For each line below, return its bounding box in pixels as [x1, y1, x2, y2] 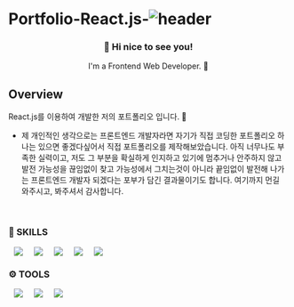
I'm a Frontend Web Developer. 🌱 [87, 61, 210, 71]
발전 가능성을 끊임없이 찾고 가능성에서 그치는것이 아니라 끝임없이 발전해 [20, 164, 268, 174]
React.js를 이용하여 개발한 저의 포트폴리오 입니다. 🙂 [8, 111, 187, 122]
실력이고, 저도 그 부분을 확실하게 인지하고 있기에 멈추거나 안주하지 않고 [37, 152, 282, 164]
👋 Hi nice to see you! [103, 41, 194, 53]
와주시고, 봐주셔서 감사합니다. [20, 186, 124, 197]
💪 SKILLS [8, 226, 48, 238]
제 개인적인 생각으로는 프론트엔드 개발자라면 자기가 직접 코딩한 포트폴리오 [20, 130, 276, 141]
